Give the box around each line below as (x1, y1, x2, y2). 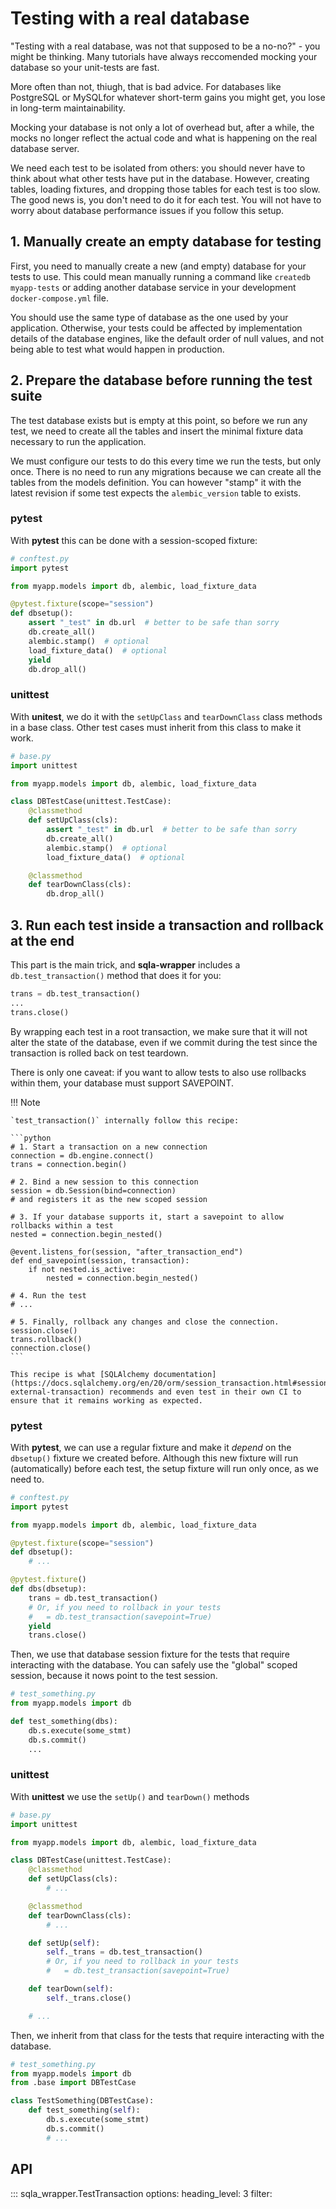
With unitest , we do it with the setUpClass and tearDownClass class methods (10, 710, 323, 722)
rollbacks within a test (10, 1220, 114, 1231)
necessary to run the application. (10, 435, 147, 447)
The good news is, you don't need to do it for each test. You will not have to (10, 193, 322, 206)
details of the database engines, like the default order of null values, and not (10, 332, 325, 344)
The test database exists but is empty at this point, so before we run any (10, 414, 308, 426)
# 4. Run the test (10, 1290, 87, 1301)
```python (10, 1133, 52, 1143)
